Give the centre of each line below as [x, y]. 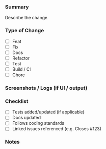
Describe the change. [27, 18]
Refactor [21, 58]
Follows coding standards [38, 123]
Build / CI [21, 69]
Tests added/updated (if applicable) [48, 112]
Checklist [17, 101]
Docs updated [26, 118]
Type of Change [25, 31]
